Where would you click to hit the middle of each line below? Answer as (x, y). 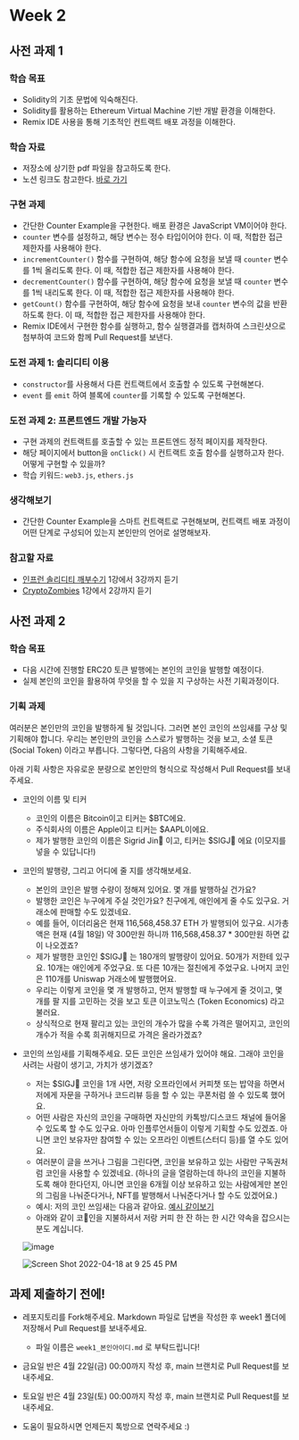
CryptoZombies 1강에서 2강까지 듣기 (87, 590)
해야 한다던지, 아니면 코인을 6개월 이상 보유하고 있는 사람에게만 (162, 1184)
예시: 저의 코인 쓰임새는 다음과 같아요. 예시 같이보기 (125, 1206)
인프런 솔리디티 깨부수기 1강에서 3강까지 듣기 (100, 579)
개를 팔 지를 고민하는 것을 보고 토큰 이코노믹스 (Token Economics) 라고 (160, 1001)
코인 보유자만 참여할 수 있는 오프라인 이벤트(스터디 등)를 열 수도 (162, 1139)
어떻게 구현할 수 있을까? (63, 464)
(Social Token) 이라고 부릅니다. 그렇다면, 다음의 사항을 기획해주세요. (129, 750)
